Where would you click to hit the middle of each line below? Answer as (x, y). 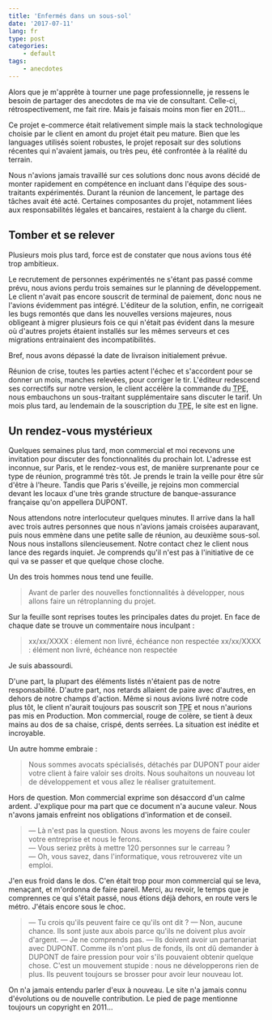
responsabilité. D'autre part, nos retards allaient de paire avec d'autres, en (132, 690)
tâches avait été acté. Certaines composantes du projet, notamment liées (130, 201)
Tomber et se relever (62, 235)
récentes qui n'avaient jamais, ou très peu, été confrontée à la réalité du (128, 150)
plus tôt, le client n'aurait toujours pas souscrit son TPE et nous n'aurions (130, 707)
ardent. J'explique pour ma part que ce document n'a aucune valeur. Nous (133, 806)
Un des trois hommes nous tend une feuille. (81, 577)
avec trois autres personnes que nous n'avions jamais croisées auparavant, (134, 527)
